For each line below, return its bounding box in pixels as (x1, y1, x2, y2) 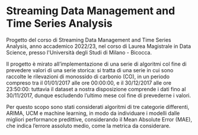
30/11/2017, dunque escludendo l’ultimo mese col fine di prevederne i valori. (6, 92, 191, 99)
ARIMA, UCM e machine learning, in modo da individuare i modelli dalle (6, 110, 180, 117)
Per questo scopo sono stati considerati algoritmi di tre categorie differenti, (6, 103, 190, 110)
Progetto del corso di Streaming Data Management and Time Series (6, 36, 171, 43)
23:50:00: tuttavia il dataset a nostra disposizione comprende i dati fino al (6, 85, 186, 92)
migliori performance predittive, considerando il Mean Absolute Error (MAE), (6, 115, 193, 123)
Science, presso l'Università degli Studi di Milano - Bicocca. (6, 49, 152, 56)
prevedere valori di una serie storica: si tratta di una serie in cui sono (6, 66, 174, 73)
